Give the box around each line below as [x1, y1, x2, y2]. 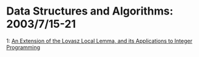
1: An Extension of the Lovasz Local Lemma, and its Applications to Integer [6, 37, 193, 44]
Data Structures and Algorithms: [6, 4, 174, 18]
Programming [6, 44, 41, 51]
